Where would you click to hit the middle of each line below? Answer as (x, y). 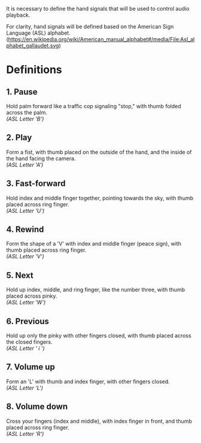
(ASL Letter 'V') (25, 256)
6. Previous (28, 321)
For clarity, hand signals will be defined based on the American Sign (90, 27)
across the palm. (27, 112)
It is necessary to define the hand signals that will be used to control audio (98, 9)
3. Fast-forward (36, 184)
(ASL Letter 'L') (25, 387)
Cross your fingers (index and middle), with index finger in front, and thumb (99, 421)
